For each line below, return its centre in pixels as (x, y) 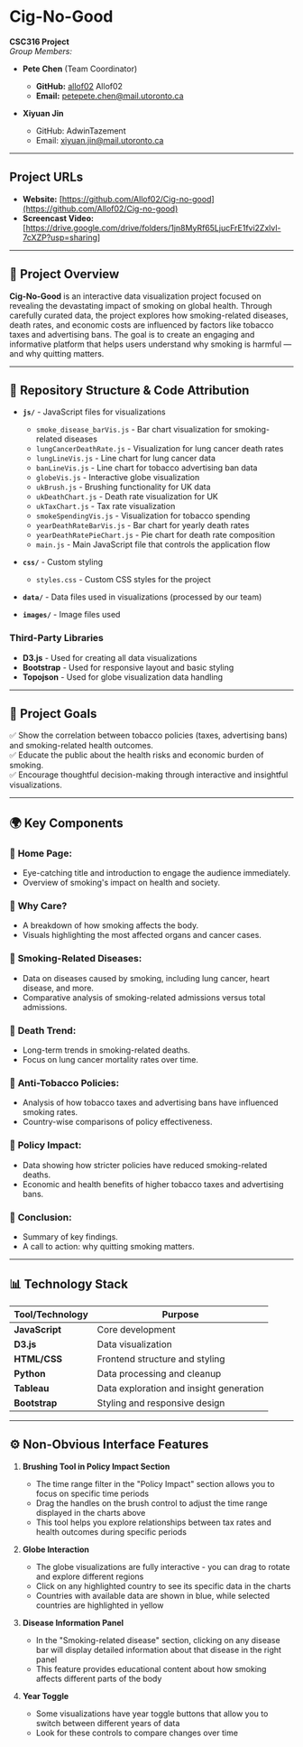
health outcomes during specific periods (111, 1531)
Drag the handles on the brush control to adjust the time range (151, 1503)
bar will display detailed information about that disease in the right (159, 1649)
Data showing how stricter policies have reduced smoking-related (145, 1165)
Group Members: (41, 51)
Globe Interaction (56, 1549)
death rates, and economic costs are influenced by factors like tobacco (142, 325)
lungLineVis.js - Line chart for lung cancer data (126, 459)
